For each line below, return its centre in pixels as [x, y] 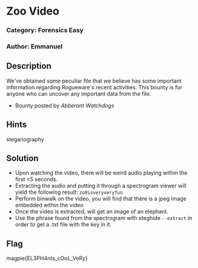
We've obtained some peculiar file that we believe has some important [94, 81]
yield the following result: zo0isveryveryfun [69, 192]
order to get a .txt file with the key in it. [63, 225]
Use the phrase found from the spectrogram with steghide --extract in [104, 218]
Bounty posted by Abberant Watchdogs [64, 105]
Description [29, 66]
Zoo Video [33, 11]
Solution [22, 158]
